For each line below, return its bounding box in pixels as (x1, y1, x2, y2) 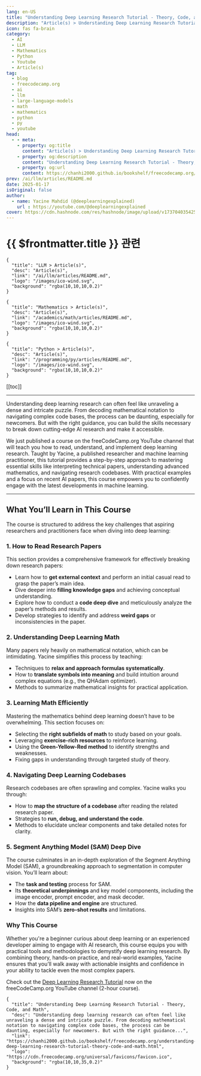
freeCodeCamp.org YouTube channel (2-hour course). (6, 984, 141, 992)
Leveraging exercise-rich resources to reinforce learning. (14, 736, 159, 743)
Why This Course (6, 921, 58, 929)
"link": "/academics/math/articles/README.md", (11, 315, 133, 321)
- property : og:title (17, 142, 71, 149)
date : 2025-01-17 (6, 182, 50, 188)
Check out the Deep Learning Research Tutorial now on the (6, 978, 153, 986)
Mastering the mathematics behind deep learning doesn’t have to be (6, 712, 175, 720)
